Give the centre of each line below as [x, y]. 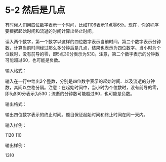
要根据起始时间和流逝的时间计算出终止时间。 [51, 31]
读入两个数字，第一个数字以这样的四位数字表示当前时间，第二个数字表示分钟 [83, 41]
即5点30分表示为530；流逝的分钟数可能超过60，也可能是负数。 [70, 93]
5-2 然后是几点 [35, 10]
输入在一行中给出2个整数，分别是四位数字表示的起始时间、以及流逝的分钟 [80, 81]
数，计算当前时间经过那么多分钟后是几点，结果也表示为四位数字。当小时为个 [83, 48]
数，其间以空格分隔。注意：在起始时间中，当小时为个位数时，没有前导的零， [83, 87]
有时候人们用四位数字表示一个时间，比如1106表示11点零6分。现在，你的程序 [82, 25]
